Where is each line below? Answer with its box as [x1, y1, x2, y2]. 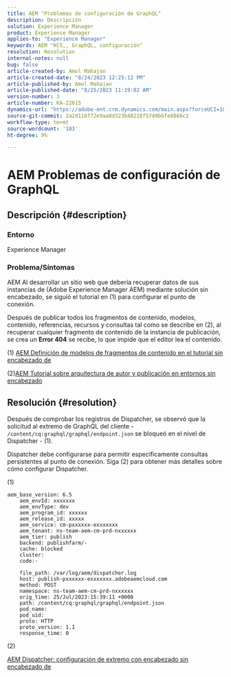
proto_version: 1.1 [19, 624, 76, 631]
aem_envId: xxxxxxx [19, 497, 76, 504]
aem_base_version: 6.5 [7, 491, 72, 499]
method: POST [19, 582, 57, 589]
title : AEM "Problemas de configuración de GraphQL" [7, 10, 162, 17]
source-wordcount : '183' [7, 125, 78, 132]
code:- [19, 558, 38, 565]
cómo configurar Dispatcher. [7, 465, 89, 473]
